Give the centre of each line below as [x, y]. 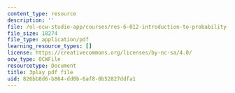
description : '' [31, 20]
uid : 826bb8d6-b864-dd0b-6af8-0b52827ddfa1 [72, 79]
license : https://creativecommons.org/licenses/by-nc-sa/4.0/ [100, 53]
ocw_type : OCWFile [34, 59]
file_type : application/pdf [48, 40]
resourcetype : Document [42, 66]
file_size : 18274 [33, 33]
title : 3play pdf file [40, 72]
